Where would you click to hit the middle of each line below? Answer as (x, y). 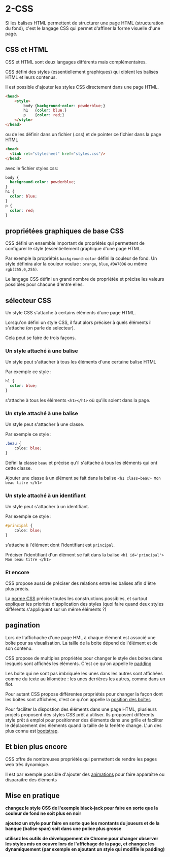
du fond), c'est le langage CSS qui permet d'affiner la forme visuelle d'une (83, 28)
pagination (23, 625)
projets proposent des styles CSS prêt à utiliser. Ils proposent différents (80, 714)
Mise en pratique (32, 796)
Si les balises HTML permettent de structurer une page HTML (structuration (84, 23)
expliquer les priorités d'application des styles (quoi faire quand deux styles (84, 604)
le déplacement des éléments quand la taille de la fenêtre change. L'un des (83, 725)
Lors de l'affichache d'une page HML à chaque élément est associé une (80, 637)
